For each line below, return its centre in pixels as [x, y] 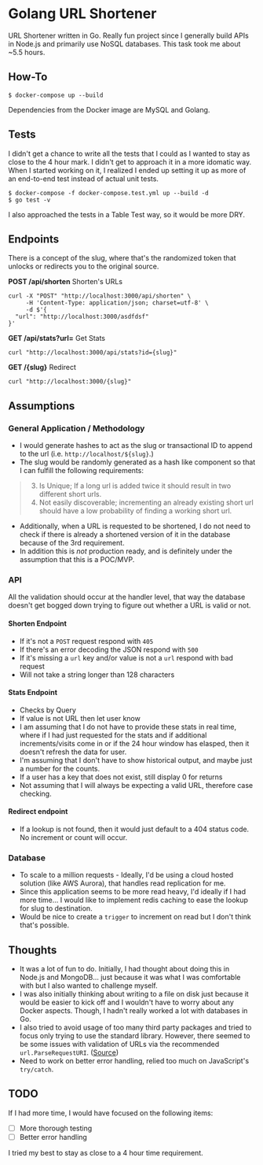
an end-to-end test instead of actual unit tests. [84, 179]
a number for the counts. [60, 768]
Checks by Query [48, 710]
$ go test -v [29, 200]
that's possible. [44, 925]
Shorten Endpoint [37, 623]
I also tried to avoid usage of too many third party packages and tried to [135, 1027]
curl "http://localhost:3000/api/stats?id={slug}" [93, 353]
